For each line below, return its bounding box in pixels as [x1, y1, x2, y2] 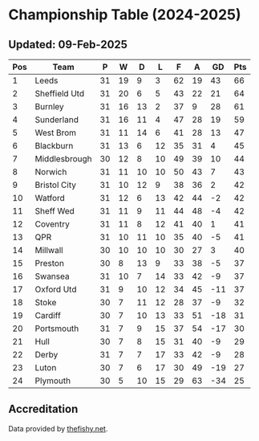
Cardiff [34, 310, 62, 321]
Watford [34, 193, 66, 203]
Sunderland [34, 114, 79, 125]
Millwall [34, 245, 63, 255]
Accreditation [8, 402, 79, 416]
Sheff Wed [34, 206, 75, 216]
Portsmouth [34, 323, 79, 334]
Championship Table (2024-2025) [8, 6, 242, 24]
